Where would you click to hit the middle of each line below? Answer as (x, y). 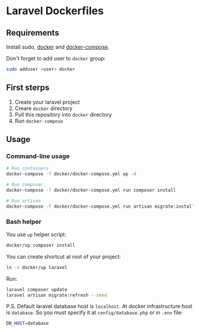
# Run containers (28, 169)
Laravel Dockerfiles (55, 11)
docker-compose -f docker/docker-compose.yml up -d (71, 174)
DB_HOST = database (28, 324)
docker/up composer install (41, 245)
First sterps (28, 88)
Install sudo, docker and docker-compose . (58, 47)
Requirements (33, 33)
